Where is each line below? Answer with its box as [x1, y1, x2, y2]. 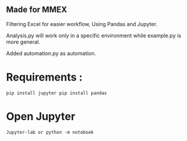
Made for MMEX [6, 5, 67, 15]
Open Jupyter [6, 110, 76, 123]
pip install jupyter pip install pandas [6, 90, 108, 96]
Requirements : [6, 70, 83, 84]
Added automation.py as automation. [6, 50, 96, 57]
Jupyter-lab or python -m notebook [6, 129, 94, 135]
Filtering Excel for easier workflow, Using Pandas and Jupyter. [6, 20, 158, 27]
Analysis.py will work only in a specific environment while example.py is [6, 32, 182, 39]
